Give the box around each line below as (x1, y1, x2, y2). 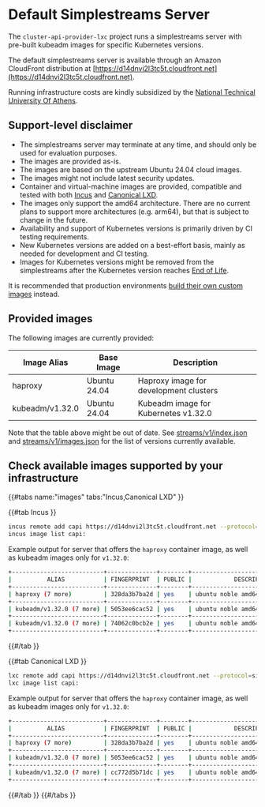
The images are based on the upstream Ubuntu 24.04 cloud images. (19, 164, 242, 175)
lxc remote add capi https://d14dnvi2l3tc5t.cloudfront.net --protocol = (8, 672, 252, 680)
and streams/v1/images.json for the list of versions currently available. (8, 436, 236, 445)
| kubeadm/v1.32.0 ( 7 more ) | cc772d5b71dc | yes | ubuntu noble (8, 768, 238, 776)
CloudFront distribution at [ (8, 63, 96, 73)
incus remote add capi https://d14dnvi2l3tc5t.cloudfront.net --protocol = (8, 523, 259, 531)
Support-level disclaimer (8, 118, 133, 132)
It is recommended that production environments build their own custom (8, 280, 243, 290)
